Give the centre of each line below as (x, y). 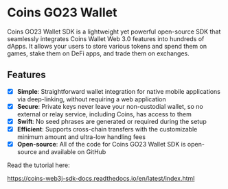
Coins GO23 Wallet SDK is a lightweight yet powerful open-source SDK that (114, 32)
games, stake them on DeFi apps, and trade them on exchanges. (99, 53)
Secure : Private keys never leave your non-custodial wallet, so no (110, 106)
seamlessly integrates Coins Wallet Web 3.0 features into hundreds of (106, 38)
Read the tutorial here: (38, 165)
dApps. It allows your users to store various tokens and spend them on (107, 46)
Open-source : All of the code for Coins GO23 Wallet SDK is (101, 144)
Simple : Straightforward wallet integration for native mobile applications (119, 91)
